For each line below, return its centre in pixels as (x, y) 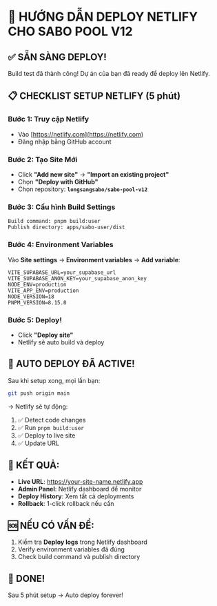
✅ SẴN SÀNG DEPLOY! (58, 57)
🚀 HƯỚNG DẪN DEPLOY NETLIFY (103, 17)
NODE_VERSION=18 (31, 296)
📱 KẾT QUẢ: (34, 465)
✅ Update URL (38, 443)
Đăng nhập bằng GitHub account (65, 141)
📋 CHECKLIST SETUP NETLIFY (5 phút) (94, 96)
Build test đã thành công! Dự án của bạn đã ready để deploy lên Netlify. (109, 74)
